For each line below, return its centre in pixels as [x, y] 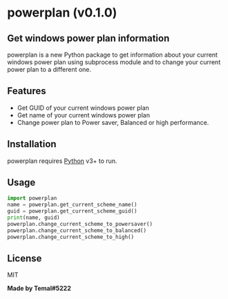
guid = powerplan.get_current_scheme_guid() [72, 211]
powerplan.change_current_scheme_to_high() [71, 237]
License [25, 258]
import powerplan [32, 198]
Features [27, 91]
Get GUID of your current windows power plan [83, 108]
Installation [32, 144]
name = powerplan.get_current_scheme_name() [72, 205]
